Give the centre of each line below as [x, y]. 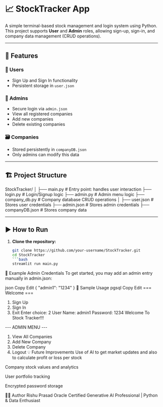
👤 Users [15, 70]
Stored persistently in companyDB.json [49, 150]
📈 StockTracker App [47, 9]
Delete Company [29, 347]
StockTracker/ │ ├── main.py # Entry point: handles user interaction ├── [78, 189]
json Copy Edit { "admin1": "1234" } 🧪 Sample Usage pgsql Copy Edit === [78, 288]
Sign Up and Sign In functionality [45, 80]
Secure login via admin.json [40, 108]
